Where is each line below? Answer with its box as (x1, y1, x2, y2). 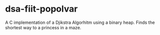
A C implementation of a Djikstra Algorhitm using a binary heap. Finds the (5, 19, 155, 25)
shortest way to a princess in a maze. (5, 24, 82, 30)
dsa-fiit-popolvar (5, 3, 78, 15)
